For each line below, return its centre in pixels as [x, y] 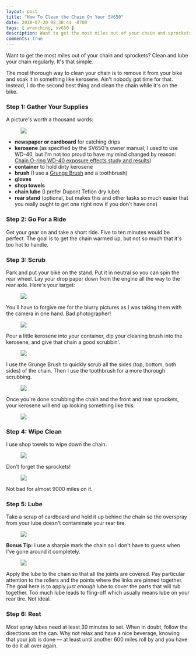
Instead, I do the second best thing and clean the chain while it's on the [92, 85]
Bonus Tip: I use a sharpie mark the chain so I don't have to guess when [93, 545]
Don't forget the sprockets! [38, 467]
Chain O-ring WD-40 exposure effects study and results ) [83, 161]
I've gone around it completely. [43, 552]
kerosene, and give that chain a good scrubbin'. [63, 342]
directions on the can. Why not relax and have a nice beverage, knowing [93, 633]
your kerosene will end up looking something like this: [71, 405]
